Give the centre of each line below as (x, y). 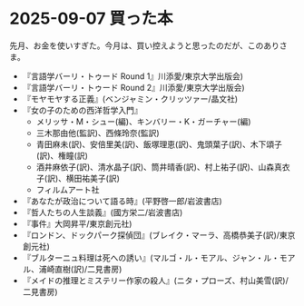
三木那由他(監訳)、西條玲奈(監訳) (98, 133)
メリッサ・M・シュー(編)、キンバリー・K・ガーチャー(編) (143, 121)
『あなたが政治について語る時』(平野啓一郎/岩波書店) (122, 201)
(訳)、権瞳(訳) (62, 155)
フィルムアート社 (68, 189)
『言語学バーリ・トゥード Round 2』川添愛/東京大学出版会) (133, 87)
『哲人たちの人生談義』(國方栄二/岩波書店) (103, 212)
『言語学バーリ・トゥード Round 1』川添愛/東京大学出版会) (132, 76)
